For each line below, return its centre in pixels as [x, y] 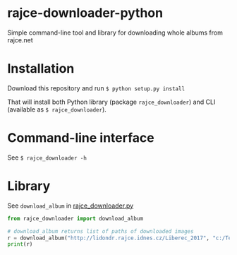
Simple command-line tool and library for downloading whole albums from [115, 32]
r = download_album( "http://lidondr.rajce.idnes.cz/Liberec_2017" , [109, 238]
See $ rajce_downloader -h [47, 158]
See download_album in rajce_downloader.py [71, 206]
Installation [41, 69]
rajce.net [20, 40]
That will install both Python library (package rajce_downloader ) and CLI [111, 102]
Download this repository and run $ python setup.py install [96, 88]
